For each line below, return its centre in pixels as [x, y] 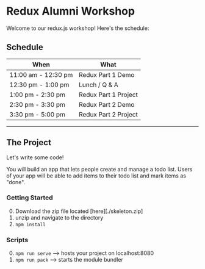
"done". [16, 182]
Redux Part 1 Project [108, 95]
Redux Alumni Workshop [71, 11]
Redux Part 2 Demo [106, 104]
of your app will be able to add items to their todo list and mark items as [96, 176]
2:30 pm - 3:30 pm [38, 104]
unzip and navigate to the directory [59, 217]
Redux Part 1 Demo [106, 74]
